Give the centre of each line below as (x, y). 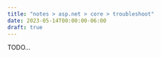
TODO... (19, 48)
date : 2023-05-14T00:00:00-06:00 (57, 21)
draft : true (25, 27)
